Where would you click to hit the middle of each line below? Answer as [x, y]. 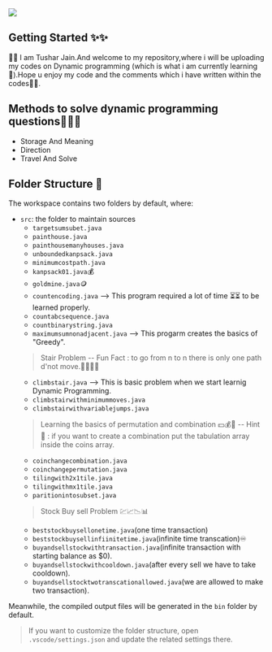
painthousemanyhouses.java [78, 246]
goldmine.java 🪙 [60, 284]
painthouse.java [60, 237]
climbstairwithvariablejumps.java [91, 409]
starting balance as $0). [72, 556]
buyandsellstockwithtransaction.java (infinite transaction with [136, 547]
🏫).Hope [22, 74]
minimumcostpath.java [69, 263]
